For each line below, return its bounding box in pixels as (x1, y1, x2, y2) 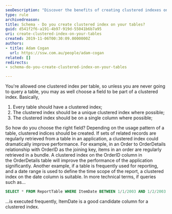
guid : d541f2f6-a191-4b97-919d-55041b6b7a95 (5, 27, 102, 32)
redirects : (5, 60, 29, 65)
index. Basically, (5, 94, 39, 100)
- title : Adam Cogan (5, 46, 50, 51)
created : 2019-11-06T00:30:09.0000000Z (5, 36, 91, 41)
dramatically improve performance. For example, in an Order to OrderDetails (5, 141, 166, 147)
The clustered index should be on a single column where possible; (12, 115, 153, 121)
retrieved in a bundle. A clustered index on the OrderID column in (5, 152, 142, 158)
